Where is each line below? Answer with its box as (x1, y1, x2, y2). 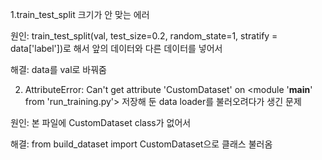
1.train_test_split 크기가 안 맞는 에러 (10, 9, 150, 20)
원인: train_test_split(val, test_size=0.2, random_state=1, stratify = (10, 30, 278, 42)
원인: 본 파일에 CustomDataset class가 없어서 (10, 117, 192, 128)
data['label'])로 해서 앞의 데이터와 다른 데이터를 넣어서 (10, 43, 223, 54)
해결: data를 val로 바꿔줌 (10, 64, 108, 75)
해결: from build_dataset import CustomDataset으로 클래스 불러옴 (10, 138, 273, 150)
